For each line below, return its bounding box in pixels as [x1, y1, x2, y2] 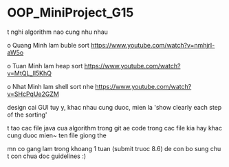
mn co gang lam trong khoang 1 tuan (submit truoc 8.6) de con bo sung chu [7, 144, 221, 153]
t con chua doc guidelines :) [7, 152, 87, 160]
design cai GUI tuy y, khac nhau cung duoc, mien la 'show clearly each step [7, 103, 222, 111]
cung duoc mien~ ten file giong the [7, 131, 107, 139]
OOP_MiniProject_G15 [7, 5, 134, 21]
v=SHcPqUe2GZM [7, 90, 60, 98]
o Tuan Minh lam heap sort [7, 61, 83, 70]
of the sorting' [7, 110, 47, 119]
